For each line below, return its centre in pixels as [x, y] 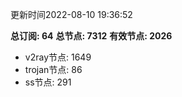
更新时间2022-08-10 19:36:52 [71, 14]
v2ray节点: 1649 [58, 57]
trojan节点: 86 [53, 69]
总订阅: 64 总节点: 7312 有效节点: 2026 [91, 36]
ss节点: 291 [48, 82]
